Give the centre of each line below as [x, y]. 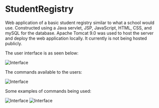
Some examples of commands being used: [48, 91]
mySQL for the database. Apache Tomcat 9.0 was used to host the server [79, 33]
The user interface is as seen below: [42, 53]
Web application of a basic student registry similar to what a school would [80, 23]
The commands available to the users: [44, 72]
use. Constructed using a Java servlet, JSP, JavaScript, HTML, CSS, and [79, 27]
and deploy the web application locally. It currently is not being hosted [76, 38]
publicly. [13, 43]
